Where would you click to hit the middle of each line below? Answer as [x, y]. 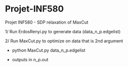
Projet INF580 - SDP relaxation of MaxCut [47, 22]
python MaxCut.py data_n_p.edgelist [49, 50]
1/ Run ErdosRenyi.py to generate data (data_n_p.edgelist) [63, 31]
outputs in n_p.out [30, 59]
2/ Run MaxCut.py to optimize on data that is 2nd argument [64, 41]
